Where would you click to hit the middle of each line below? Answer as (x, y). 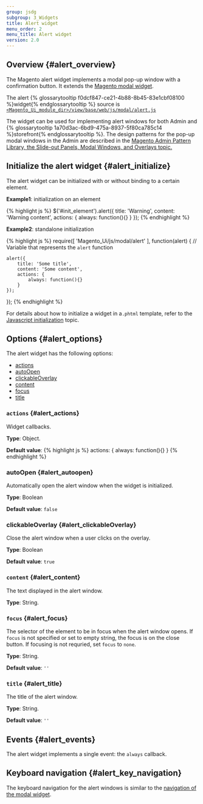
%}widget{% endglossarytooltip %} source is (63, 104)
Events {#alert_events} (51, 739)
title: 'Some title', (44, 264)
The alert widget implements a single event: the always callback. (87, 754)
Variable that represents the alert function (60, 247)
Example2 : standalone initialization (50, 229)
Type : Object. (23, 438)
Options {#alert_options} (55, 339)
